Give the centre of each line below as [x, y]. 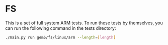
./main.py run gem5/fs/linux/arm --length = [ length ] [60, 37]
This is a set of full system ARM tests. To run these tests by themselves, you [84, 23]
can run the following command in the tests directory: [61, 28]
